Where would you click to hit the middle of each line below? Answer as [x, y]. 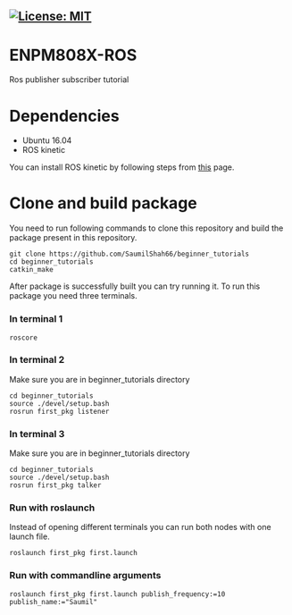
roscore [24, 337]
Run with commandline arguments [85, 576]
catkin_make [31, 270]
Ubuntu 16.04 [47, 140]
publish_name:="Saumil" [54, 602]
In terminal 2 [37, 360]
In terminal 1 [36, 319]
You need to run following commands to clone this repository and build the [146, 228]
